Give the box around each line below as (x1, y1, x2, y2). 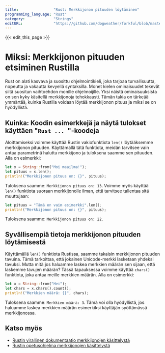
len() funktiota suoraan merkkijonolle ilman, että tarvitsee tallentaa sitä (5, 188, 149, 194)
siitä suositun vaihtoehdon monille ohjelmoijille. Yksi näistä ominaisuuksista (5, 89, 157, 95)
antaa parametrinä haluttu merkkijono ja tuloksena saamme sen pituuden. (5, 150, 154, 155)
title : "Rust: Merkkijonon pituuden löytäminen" (5, 7, 139, 12)
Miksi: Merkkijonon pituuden (5, 52, 125, 63)
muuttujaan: (5, 193, 29, 199)
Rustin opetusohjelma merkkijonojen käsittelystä (12, 342, 110, 348)
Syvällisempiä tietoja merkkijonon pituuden (5, 230, 141, 238)
